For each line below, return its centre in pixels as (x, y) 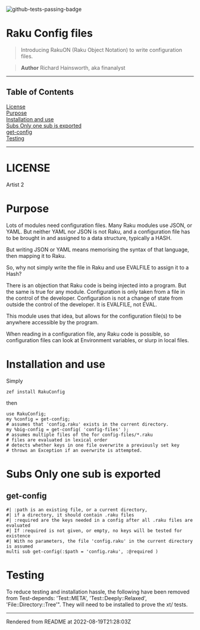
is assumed (20, 546)
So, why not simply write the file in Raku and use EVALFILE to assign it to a (98, 267)
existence (18, 536)
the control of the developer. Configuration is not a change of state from (95, 298)
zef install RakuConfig (36, 392)
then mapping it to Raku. (36, 256)
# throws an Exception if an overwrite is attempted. (74, 450)
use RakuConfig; (26, 414)
